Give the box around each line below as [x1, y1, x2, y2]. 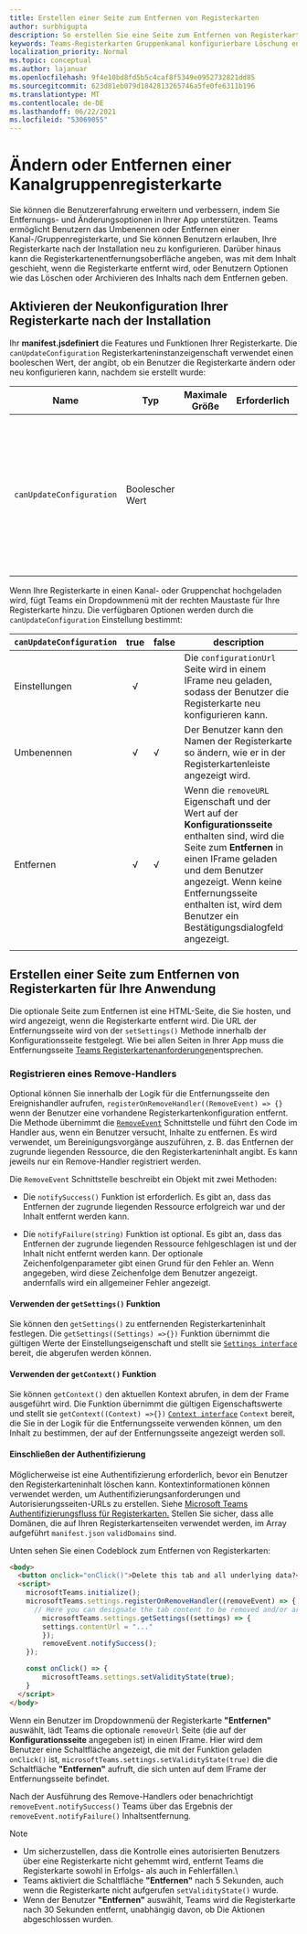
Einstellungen [14, 679, 73, 692]
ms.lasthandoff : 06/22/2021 [9, 107, 117, 116]
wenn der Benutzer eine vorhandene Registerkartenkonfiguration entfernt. [9, 1107, 289, 1118]
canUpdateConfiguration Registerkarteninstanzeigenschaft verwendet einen [9, 347, 294, 358]
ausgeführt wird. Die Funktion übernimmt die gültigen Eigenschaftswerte [9, 1398, 283, 1409]
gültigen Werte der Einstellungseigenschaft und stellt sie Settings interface [9, 1338, 298, 1349]
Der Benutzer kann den [184, 723, 284, 736]
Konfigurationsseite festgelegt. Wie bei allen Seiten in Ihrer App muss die [9, 1034, 284, 1045]
